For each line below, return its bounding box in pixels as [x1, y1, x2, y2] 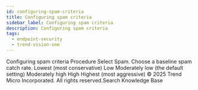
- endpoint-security [11, 36, 63, 42]
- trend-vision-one [11, 42, 60, 48]
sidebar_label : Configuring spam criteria [6, 20, 113, 25]
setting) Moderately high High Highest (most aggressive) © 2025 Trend [6, 70, 182, 78]
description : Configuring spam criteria [6, 25, 109, 31]
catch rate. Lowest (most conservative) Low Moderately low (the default [6, 64, 184, 71]
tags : [6, 31, 20, 37]
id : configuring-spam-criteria [6, 8, 84, 15]
